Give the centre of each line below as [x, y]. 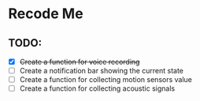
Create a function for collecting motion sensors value [106, 80]
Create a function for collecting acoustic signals [97, 88]
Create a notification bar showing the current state [101, 71]
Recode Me [46, 14]
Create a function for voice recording [80, 62]
